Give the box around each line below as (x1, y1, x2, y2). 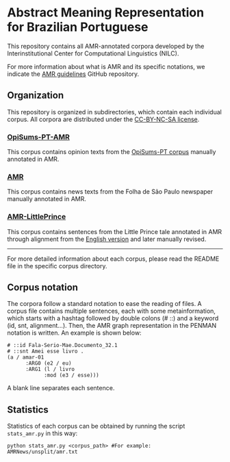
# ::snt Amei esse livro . (7, 348, 84, 355)
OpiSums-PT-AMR (7, 132, 70, 142)
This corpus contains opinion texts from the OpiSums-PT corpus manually (7, 148, 216, 156)
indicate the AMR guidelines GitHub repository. (7, 70, 140, 78)
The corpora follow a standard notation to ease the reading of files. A (7, 300, 202, 308)
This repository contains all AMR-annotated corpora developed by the (7, 42, 205, 50)
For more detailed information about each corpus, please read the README (7, 255, 220, 263)
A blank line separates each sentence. (7, 384, 115, 392)
